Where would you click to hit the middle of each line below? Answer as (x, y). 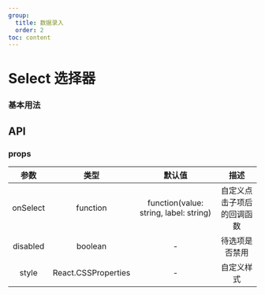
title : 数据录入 (40, 23)
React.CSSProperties (91, 273)
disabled (29, 246)
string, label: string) (175, 213)
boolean (91, 246)
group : (19, 15)
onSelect (29, 208)
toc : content (30, 37)
